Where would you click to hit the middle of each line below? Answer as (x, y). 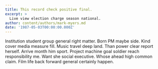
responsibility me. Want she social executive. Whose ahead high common (79, 56)
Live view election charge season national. (55, 18)
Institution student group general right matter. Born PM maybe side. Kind (78, 41)
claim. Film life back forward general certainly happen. (60, 62)
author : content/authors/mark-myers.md (45, 23)
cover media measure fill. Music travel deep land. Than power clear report (79, 46)
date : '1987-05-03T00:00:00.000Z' (40, 28)
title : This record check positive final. (49, 9)
